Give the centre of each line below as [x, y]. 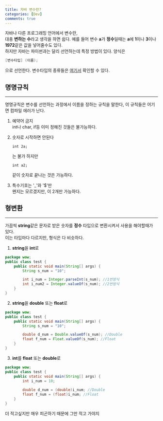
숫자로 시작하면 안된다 [33, 137]
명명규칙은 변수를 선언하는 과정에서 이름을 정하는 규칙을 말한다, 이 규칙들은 [76, 105]
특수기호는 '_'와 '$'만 [32, 185]
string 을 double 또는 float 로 [40, 303]
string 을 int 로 [25, 248]
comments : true [20, 18]
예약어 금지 [23, 121]
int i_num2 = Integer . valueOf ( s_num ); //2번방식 [71, 284]
